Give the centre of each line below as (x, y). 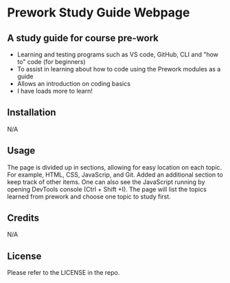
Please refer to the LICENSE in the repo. (64, 273)
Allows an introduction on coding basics (73, 83)
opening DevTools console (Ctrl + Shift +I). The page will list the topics (107, 189)
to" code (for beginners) (51, 62)
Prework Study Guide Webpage (99, 13)
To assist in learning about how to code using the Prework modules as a (119, 69)
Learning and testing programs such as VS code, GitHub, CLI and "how (117, 54)
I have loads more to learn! (55, 91)
